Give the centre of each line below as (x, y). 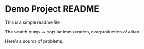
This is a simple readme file (32, 22)
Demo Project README (52, 9)
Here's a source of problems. (34, 41)
